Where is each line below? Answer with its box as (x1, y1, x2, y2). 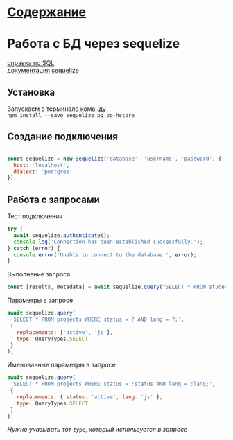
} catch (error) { (7, 245, 60, 252)
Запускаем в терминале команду (7, 105, 106, 113)
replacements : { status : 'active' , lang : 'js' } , (16, 393, 163, 401)
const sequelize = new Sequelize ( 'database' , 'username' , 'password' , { (7, 155, 222, 162)
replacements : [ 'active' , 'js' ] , (16, 328, 113, 336)
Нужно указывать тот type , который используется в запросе (7, 425, 188, 434)
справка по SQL (7, 59, 55, 67)
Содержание (7, 4, 87, 20)
